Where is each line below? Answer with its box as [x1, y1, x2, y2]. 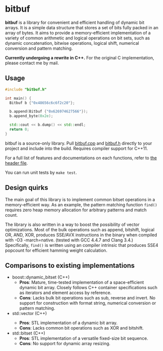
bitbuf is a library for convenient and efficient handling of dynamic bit [5, 19, 145, 25]
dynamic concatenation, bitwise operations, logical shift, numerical [5, 40, 140, 46]
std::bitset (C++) [12, 330, 45, 336]
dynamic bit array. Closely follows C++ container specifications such [19, 285, 158, 291]
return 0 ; [9, 127, 29, 132]
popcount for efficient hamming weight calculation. [5, 247, 108, 253]
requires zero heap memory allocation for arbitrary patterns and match [5, 207, 147, 213]
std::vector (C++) [12, 311, 47, 316]
